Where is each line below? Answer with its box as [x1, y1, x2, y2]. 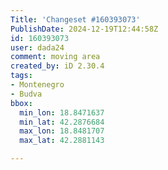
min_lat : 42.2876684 [19, 117, 105, 127]
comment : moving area [10, 52, 101, 62]
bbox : [10, 98, 33, 108]
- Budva [10, 89, 43, 99]
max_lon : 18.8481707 [19, 126, 105, 136]
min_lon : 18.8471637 [19, 107, 105, 118]
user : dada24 [10, 42, 65, 53]
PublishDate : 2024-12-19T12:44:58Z [10, 24, 159, 34]
